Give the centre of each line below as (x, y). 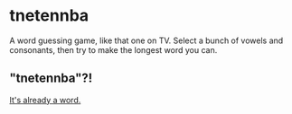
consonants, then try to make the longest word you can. (113, 49)
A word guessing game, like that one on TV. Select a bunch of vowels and (146, 40)
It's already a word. (45, 100)
